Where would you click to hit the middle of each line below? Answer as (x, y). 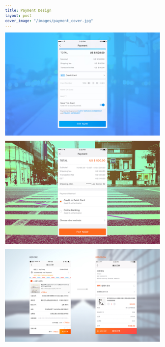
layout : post (18, 15)
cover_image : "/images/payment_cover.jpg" (49, 21)
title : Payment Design (28, 10)
